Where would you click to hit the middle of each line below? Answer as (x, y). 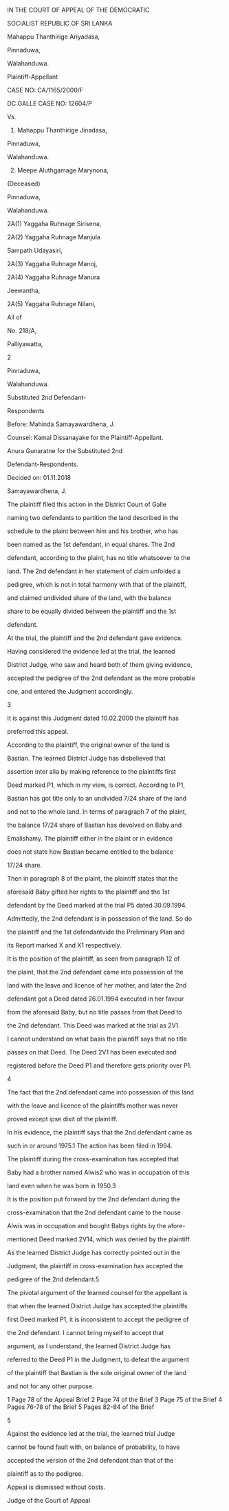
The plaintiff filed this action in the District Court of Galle (87, 504)
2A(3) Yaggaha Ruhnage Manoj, (52, 264)
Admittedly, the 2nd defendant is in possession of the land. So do (100, 919)
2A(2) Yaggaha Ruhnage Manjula (54, 237)
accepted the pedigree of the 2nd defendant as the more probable (101, 678)
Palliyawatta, (25, 344)
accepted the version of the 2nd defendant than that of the (90, 1460)
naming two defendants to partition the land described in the (93, 518)
